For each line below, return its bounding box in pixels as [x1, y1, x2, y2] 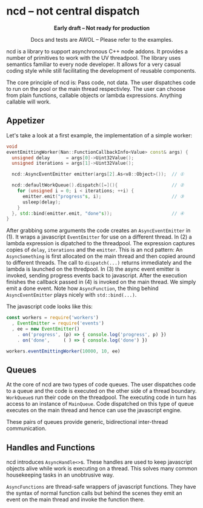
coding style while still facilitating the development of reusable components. [6, 67, 197, 74]
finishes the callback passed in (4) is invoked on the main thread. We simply [6, 279, 196, 286]
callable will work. [6, 98, 52, 105]
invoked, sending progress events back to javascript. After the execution [6, 272, 187, 279]
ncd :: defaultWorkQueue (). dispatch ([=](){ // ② [12, 182, 184, 188]
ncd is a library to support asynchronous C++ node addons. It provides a [6, 47, 188, 55]
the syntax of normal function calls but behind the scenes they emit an [6, 489, 182, 497]
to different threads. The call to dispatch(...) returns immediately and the [6, 259, 192, 266]
